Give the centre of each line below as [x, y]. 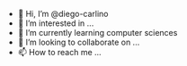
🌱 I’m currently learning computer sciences [98, 33]
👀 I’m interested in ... [56, 23]
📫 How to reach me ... [59, 52]
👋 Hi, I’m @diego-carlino [63, 14]
